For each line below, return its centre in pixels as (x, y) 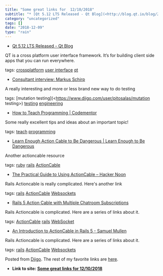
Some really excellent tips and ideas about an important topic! (67, 122)
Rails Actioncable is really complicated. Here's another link (64, 184)
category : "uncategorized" (32, 18)
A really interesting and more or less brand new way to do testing (70, 89)
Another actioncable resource (35, 155)
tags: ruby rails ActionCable (33, 165)
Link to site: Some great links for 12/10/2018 (57, 268)
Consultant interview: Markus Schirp (49, 79)
